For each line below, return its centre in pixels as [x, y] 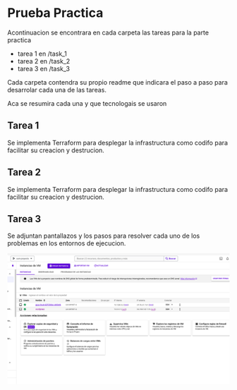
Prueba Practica [55, 13]
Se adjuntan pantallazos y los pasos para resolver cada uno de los [104, 236]
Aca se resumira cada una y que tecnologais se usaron [87, 103]
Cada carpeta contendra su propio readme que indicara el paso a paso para [117, 82]
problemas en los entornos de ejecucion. [67, 243]
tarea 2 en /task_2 [44, 61]
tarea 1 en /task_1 [42, 54]
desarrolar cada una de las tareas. [57, 90]
